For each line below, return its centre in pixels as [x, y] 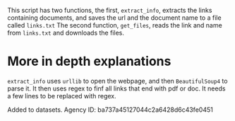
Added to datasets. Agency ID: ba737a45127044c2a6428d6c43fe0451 [110, 110]
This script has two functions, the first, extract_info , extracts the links [110, 10]
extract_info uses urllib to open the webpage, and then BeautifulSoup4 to [117, 81]
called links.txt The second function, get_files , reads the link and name [115, 25]
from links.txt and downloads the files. [66, 33]
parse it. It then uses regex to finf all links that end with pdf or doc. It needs [116, 88]
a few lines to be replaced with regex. [62, 96]
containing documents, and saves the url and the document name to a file [114, 18]
